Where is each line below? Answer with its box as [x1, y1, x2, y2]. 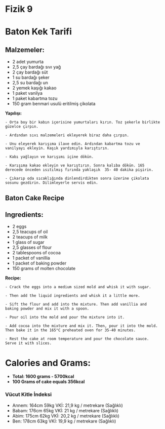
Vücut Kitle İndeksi [5, 391, 52, 398]
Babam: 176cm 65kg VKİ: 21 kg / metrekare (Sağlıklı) [12, 407, 119, 413]
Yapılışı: [5, 110, 22, 117]
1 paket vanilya [12, 90, 43, 96]
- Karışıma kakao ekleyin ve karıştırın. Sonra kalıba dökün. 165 [5, 163, 145, 168]
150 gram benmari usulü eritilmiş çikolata [12, 101, 96, 107]
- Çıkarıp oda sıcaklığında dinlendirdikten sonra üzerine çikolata [5, 176, 149, 181]
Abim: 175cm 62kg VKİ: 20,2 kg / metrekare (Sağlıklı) [12, 413, 120, 419]
